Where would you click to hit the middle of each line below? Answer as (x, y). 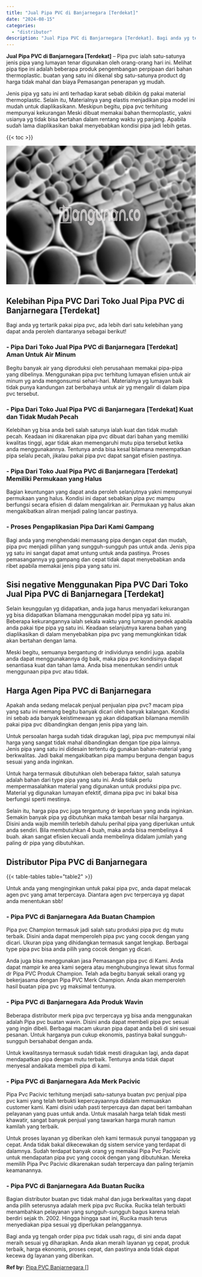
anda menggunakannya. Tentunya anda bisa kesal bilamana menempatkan (99, 449)
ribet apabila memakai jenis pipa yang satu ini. (63, 565)
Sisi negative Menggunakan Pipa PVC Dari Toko (97, 585)
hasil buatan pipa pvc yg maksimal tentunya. (61, 986)
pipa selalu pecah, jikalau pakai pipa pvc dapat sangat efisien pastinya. (94, 455)
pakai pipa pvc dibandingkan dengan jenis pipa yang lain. (77, 724)
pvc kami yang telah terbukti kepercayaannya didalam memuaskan (89, 1101)
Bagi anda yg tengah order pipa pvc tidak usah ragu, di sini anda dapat (94, 1237)
